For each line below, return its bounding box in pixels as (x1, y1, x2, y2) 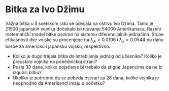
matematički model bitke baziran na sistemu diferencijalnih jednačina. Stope (5, 31, 164, 37)
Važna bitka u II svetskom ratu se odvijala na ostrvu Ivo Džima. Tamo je (5, 20, 154, 26)
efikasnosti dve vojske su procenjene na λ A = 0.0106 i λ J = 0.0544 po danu (5, 37, 164, 44)
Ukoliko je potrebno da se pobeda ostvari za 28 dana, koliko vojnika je (12, 75, 159, 81)
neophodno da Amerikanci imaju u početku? (12, 80, 105, 86)
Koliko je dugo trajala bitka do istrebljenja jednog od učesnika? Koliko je (12, 53, 162, 59)
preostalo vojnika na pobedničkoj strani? (12, 58, 97, 65)
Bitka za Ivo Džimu (5, 4, 85, 15)
